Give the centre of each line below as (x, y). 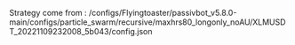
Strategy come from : (48, 13)
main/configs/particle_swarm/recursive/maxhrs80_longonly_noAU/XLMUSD (147, 22)
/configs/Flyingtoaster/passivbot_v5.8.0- (163, 13)
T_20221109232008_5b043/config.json (81, 31)
